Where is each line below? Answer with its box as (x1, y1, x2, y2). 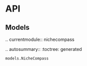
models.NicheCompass (5, 56, 49, 61)
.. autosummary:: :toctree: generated (5, 46, 82, 52)
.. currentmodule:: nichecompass (5, 36, 75, 42)
